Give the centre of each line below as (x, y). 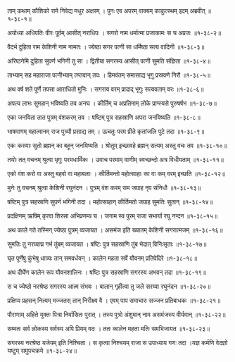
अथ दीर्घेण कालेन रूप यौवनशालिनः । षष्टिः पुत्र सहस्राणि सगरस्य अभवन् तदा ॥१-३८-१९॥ (107, 272)
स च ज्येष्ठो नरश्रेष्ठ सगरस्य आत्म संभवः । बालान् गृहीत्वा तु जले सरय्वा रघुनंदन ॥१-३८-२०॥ (109, 286)
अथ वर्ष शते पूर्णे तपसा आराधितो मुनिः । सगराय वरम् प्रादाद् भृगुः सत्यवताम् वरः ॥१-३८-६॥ (106, 89)
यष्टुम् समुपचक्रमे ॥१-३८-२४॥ (42, 351)
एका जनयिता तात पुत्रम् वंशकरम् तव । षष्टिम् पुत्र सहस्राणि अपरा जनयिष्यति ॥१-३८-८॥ (104, 117)
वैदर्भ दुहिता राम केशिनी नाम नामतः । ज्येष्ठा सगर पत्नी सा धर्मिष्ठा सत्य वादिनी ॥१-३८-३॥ (106, 47)
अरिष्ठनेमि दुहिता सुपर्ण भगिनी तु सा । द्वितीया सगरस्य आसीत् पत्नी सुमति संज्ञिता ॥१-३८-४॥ (109, 61)
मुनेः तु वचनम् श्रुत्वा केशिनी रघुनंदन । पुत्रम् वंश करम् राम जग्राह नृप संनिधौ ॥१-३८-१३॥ (104, 188)
